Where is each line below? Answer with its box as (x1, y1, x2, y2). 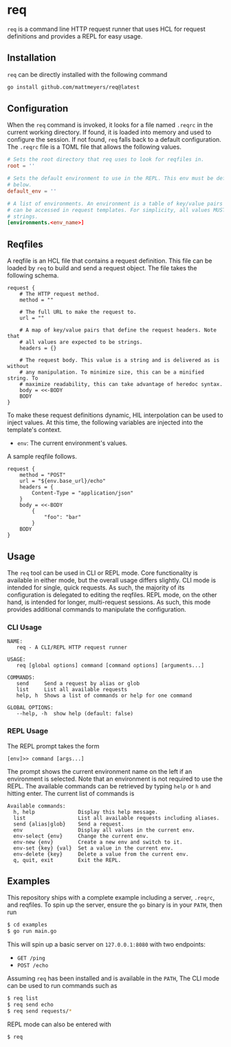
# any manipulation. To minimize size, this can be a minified (19, 369, 205, 376)
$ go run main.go (7, 928, 57, 935)
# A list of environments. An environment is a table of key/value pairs (7, 200, 223, 207)
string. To (7, 375, 38, 382)
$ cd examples (7, 921, 48, 929)
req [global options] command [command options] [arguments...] (16, 662, 205, 669)
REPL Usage (7, 726, 49, 736)
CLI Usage (7, 622, 43, 632)
